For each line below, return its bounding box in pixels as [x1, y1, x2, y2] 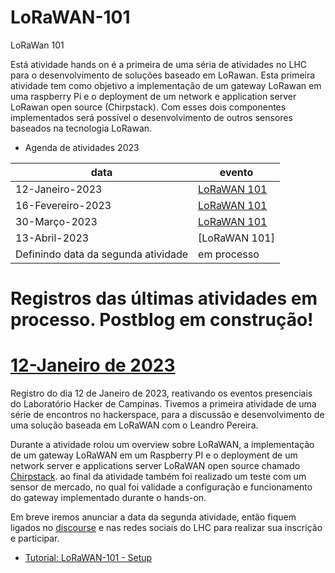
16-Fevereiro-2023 [15, 198, 112, 212]
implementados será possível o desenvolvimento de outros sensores [10, 111, 293, 123]
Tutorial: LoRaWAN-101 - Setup [24, 552, 153, 564]
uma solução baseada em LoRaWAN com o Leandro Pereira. [10, 419, 259, 431]
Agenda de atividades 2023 [24, 141, 140, 153]
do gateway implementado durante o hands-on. [10, 492, 207, 504]
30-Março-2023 [15, 214, 98, 228]
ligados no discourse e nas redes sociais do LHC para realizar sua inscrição [10, 522, 323, 534]
